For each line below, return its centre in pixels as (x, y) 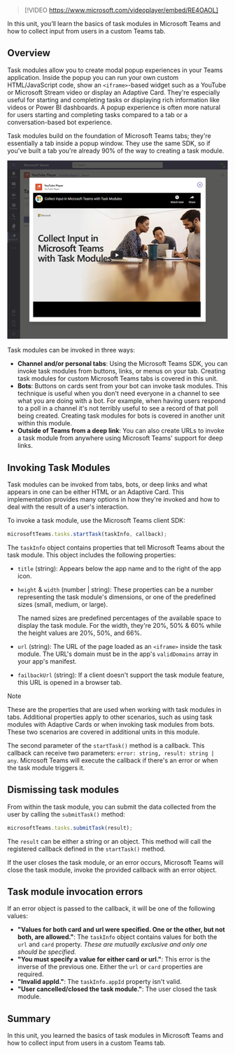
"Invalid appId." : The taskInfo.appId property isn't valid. (99, 982)
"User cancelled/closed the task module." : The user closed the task (117, 989)
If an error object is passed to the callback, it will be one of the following (111, 909)
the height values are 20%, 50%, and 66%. (79, 633)
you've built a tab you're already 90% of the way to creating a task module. (116, 151)
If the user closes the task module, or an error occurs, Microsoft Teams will (115, 862)
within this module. (44, 423)
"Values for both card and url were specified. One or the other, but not (121, 930)
